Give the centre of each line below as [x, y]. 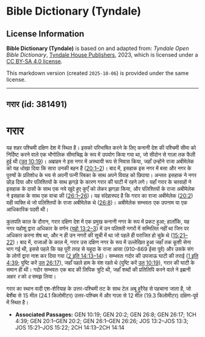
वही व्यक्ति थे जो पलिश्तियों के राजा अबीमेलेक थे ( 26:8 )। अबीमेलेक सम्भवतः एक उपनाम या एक [97, 203]
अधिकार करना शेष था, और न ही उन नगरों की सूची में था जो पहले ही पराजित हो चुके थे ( [90, 235]
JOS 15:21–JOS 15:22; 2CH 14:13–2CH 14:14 [70, 328]
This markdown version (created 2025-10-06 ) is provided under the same [98, 73]
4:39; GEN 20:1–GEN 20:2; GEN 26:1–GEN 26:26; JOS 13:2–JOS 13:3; [102, 321]
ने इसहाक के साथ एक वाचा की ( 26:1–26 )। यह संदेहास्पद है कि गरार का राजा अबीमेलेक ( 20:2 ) [100, 196]
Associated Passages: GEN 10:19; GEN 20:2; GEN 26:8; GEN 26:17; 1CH [106, 314]
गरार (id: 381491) [37, 105]
